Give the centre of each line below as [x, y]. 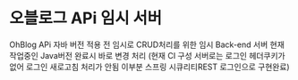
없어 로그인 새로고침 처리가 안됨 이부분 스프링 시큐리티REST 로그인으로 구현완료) [149, 67]
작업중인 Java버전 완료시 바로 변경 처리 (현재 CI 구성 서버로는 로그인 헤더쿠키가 [147, 55]
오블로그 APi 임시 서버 [86, 18]
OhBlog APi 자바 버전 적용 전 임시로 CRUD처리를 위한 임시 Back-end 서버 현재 [147, 44]
